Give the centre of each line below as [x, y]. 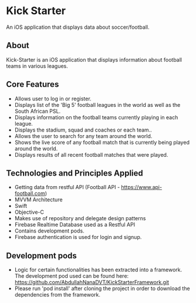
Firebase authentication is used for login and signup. [78, 237]
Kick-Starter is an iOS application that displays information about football [94, 59]
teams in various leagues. [37, 66]
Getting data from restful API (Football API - [67, 187]
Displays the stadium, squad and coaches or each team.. [83, 130]
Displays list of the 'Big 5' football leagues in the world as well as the [97, 105]
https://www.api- [142, 187]
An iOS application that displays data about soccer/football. [78, 27]
